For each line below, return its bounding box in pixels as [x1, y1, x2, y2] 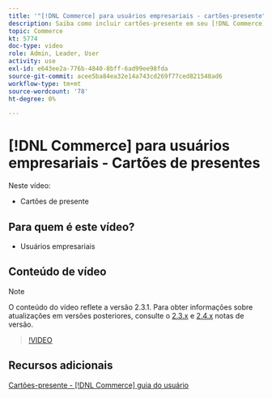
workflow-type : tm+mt [8, 79, 82, 88]
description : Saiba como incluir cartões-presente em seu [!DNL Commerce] [8, 19, 266, 28]
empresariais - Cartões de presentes [8, 154, 261, 173]
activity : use [8, 58, 57, 66]
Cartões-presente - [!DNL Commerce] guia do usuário [8, 380, 189, 390]
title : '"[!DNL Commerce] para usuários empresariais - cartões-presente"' [8, 11, 270, 20]
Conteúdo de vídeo [8, 265, 107, 279]
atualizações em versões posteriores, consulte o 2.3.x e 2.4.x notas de [8, 310, 244, 320]
